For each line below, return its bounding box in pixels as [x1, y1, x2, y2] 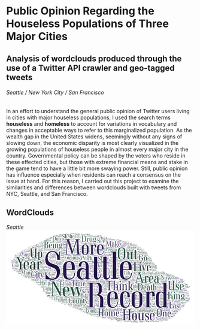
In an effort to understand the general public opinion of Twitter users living [6, 107, 190, 114]
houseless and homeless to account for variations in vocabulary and [6, 120, 177, 127]
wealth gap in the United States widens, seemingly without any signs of [6, 133, 183, 140]
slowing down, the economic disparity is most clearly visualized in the [6, 139, 179, 146]
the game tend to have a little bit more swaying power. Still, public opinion [6, 165, 188, 172]
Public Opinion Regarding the [6, 4, 154, 18]
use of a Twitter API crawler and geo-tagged [6, 63, 175, 73]
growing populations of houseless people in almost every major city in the [6, 146, 189, 153]
